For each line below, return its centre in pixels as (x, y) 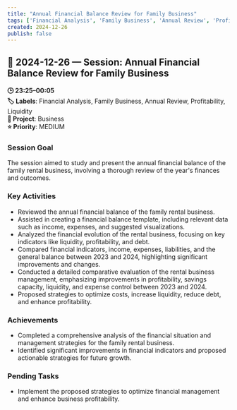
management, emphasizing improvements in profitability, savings (112, 279)
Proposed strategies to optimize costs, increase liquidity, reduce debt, (119, 294)
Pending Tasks (33, 376)
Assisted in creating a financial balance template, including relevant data (123, 219)
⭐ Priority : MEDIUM (36, 127)
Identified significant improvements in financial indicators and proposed (122, 350)
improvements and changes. (59, 264)
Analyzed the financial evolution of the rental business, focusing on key (121, 234)
